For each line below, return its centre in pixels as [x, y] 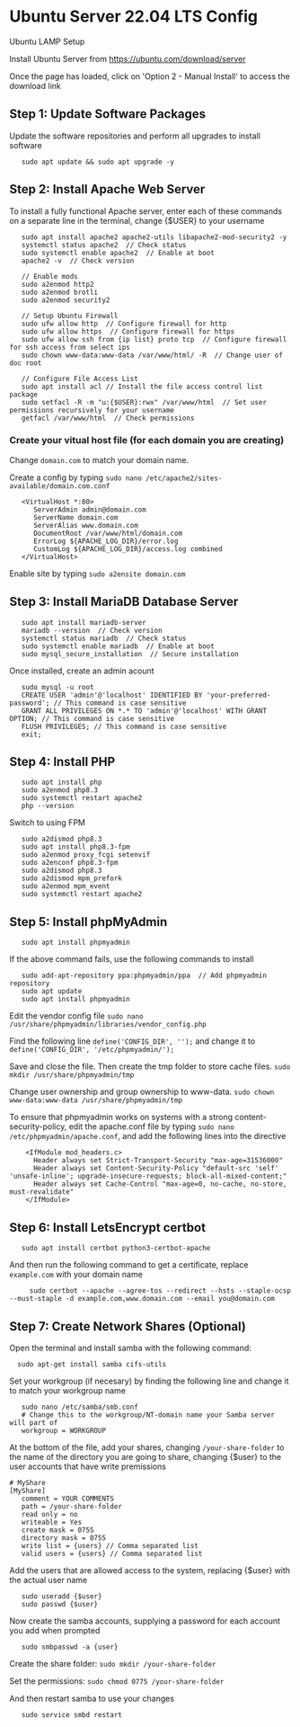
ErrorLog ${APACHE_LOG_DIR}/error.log [106, 541]
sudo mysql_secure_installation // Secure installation [130, 654]
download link [35, 85]
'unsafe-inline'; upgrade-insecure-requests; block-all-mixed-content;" [148, 1176]
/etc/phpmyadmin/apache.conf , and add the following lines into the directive [148, 1136]
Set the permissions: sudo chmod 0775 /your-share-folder [117, 1681]
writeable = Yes [52, 1522]
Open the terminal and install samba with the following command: [130, 1348]
